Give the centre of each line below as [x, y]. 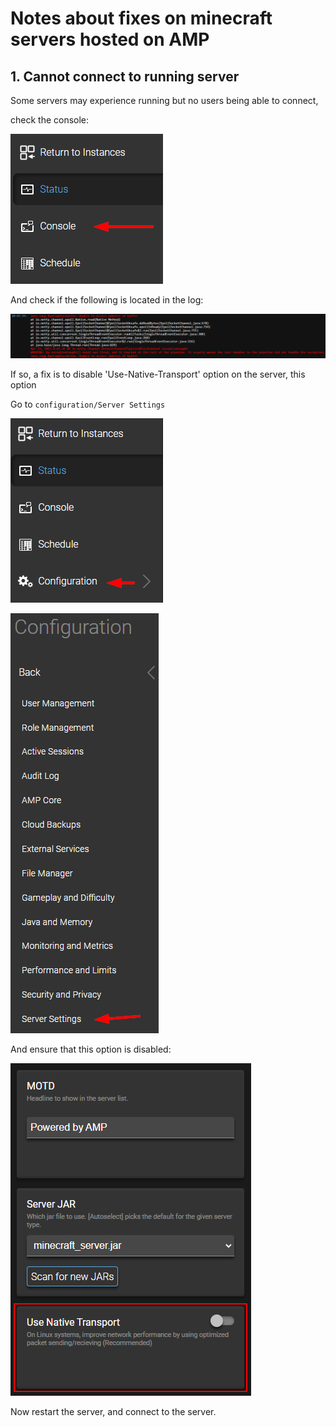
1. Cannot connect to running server [125, 76]
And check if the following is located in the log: [107, 300]
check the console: [50, 120]
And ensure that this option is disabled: [91, 1049]
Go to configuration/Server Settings [88, 404]
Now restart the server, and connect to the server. [113, 1411]
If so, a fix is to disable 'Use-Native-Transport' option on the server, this [158, 374]
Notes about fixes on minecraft [141, 18]
